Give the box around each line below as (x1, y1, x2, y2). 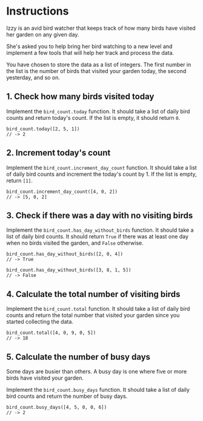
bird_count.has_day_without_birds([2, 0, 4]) (6, 251, 123, 257)
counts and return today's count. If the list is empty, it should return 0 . (6, 114, 181, 121)
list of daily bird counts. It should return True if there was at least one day (6, 233, 189, 240)
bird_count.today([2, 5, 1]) (6, 126, 80, 132)
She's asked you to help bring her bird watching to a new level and (6, 43, 173, 50)
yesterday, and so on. (6, 74, 61, 81)
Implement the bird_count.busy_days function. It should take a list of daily (6, 386, 190, 393)
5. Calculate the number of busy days (6, 352, 150, 362)
